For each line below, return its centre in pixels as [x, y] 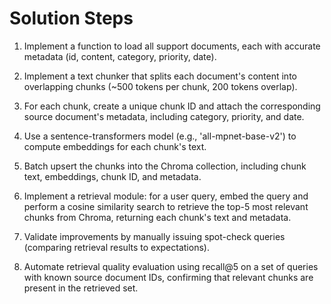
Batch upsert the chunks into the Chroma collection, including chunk [165, 166]
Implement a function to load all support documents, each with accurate [172, 46]
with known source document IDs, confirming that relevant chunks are [168, 277]
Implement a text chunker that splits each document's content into [160, 76]
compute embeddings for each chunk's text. [115, 146]
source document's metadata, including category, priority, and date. [164, 116]
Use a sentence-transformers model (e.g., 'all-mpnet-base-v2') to [160, 136]
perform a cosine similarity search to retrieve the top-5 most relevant [166, 206]
